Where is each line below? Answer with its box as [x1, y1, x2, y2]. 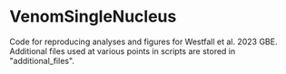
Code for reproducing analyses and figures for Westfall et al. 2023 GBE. [9, 36, 278, 47]
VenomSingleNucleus [9, 6, 177, 27]
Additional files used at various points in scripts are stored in [9, 45, 236, 56]
